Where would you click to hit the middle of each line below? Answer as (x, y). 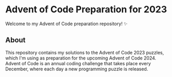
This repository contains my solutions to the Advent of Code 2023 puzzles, (85, 52)
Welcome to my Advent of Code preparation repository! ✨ (66, 24)
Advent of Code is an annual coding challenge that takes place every (78, 63)
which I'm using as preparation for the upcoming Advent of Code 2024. (81, 58)
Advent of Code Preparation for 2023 (86, 9)
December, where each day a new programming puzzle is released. (77, 69)
